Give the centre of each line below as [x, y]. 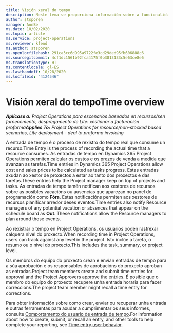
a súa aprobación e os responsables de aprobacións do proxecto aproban [84, 266]
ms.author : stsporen [28, 48]
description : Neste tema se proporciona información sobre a [73, 15]
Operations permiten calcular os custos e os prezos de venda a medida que [86, 159]
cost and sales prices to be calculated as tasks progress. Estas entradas [82, 170]
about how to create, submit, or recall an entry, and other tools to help [80, 319]
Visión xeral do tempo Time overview [85, 102]
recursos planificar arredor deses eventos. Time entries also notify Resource [86, 202]
